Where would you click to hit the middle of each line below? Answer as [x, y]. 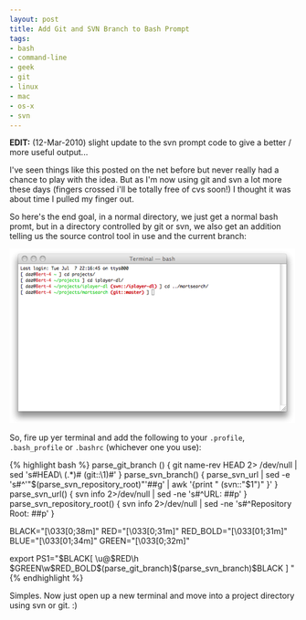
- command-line [38, 58]
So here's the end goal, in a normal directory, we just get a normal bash [144, 217]
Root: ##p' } [32, 514]
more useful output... [49, 152]
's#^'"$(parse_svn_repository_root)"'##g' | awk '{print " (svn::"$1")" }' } [144, 485]
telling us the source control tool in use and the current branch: [128, 236]
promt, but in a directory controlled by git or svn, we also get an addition [145, 226]
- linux [24, 87]
